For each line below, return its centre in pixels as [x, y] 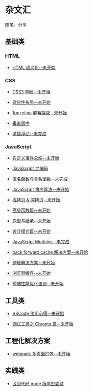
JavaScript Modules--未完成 [41, 242]
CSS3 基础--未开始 [31, 92]
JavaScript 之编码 [30, 168]
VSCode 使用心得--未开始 [38, 314]
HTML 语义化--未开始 [34, 67]
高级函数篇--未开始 [31, 210]
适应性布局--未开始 [31, 102]
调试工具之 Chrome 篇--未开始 [43, 324]
